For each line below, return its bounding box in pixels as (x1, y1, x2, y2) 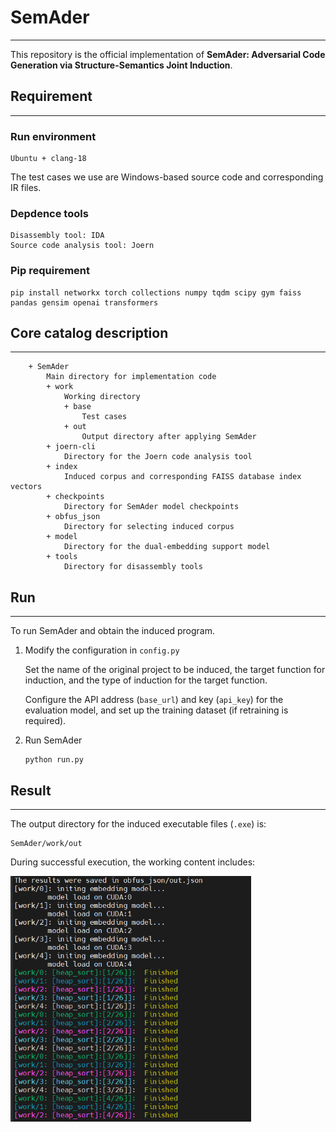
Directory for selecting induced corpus (63, 522, 235, 532)
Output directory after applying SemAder (81, 432, 257, 442)
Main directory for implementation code (46, 372, 217, 382)
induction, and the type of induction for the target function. (24, 674, 268, 686)
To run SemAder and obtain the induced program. (10, 625, 215, 637)
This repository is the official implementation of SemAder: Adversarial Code (10, 48, 326, 60)
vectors (10, 482, 43, 492)
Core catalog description (10, 325, 169, 342)
